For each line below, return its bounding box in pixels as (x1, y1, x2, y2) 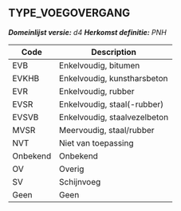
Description (91, 46, 137, 57)
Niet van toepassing (58, 137, 134, 148)
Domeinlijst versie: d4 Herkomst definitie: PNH (8, 27, 167, 37)
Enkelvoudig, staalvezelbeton (58, 111, 169, 123)
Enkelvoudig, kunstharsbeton (58, 72, 168, 84)
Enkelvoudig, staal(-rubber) (58, 99, 164, 110)
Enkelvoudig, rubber (58, 85, 135, 96)
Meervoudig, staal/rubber (58, 124, 155, 135)
